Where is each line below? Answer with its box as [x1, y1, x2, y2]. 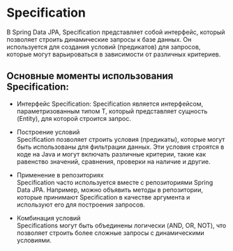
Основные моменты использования [6, 70, 174, 82]
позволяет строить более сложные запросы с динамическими [16, 228, 205, 237]
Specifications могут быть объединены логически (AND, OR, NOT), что [16, 221, 227, 229]
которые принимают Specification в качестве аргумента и [16, 193, 190, 201]
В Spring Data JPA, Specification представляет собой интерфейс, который [6, 28, 225, 36]
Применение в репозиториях [16, 170, 104, 179]
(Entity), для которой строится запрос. [16, 114, 132, 122]
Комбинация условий [16, 213, 81, 222]
